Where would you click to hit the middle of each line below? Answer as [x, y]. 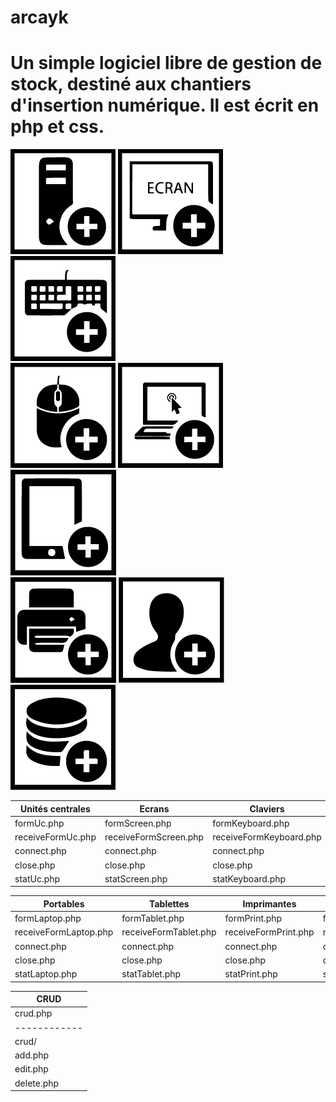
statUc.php [37, 878]
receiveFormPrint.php [269, 932]
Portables [64, 903]
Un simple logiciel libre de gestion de [166, 63]
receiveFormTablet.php [169, 932]
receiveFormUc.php [55, 837]
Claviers [267, 808]
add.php [32, 1055]
